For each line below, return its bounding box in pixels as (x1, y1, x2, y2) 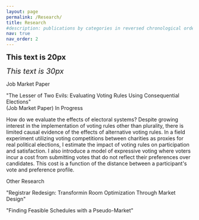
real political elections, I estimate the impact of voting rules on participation (6, 141, 190, 148)
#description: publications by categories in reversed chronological (6, 25, 182, 31)
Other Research (6, 178, 44, 185)
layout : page (6, 8, 38, 15)
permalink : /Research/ (6, 14, 62, 20)
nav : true (6, 31, 31, 37)
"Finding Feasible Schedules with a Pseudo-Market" (6, 207, 134, 213)
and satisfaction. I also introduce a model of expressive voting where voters (6, 147, 191, 154)
